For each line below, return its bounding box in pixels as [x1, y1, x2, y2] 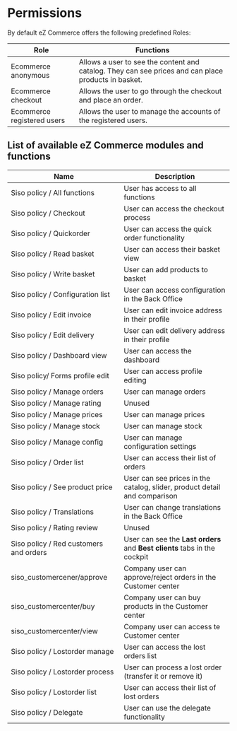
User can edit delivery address [123, 325, 226, 335]
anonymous [11, 70, 50, 80]
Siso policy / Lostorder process [11, 667, 114, 677]
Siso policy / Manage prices [11, 409, 103, 419]
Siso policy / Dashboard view [11, 350, 107, 360]
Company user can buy [123, 592, 201, 602]
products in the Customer [123, 601, 208, 611]
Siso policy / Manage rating [11, 398, 102, 408]
